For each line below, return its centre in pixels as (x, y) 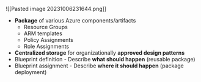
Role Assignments (46, 46)
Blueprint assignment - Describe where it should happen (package (99, 66)
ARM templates (43, 33)
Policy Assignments (49, 40)
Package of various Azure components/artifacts (75, 20)
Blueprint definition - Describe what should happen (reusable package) (105, 59)
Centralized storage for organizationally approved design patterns (100, 53)
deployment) (31, 72)
